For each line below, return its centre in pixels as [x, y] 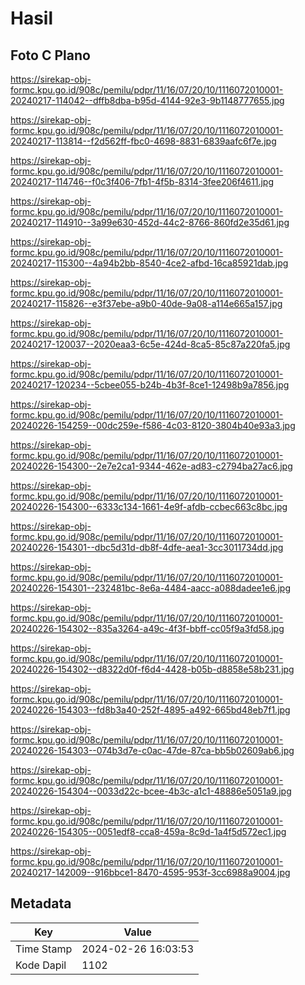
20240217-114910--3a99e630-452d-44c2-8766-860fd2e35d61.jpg [150, 222]
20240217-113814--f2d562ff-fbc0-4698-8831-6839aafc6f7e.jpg [143, 141]
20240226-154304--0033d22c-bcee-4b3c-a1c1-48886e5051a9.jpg [151, 791]
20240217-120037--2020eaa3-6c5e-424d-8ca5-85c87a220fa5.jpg [150, 344]
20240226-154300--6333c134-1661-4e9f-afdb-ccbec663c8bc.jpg [149, 506]
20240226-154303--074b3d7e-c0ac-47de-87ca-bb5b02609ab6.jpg [152, 750]
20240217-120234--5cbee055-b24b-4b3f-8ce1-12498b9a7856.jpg [150, 385]
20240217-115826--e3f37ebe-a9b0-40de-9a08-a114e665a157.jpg [146, 303]
